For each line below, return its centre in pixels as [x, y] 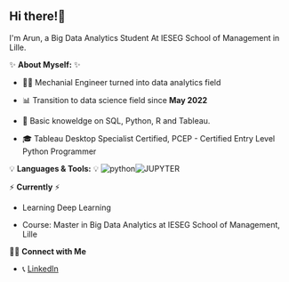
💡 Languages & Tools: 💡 [54, 168]
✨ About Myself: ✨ [45, 64]
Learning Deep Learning [66, 207]
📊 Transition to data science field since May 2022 [115, 100]
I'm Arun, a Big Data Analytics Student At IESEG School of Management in [144, 37]
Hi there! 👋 [38, 16]
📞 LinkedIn [40, 269]
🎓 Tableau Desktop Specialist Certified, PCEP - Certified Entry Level [149, 138]
